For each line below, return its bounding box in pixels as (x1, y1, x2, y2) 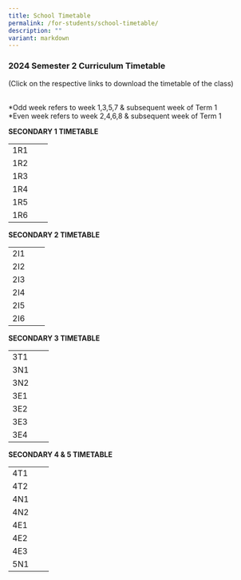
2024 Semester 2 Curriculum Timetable (8, 61, 166, 72)
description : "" (8, 26, 62, 34)
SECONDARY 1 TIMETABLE (8, 126, 99, 136)
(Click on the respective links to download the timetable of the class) (8, 78, 234, 88)
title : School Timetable (8, 11, 91, 20)
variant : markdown (8, 34, 69, 42)
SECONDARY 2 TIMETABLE (8, 229, 100, 240)
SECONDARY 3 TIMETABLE (8, 333, 101, 343)
